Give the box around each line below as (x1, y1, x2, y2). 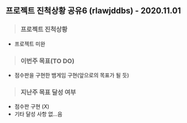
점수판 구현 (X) (14, 103, 49, 110)
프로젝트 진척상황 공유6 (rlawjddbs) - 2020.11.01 (5, 5, 182, 16)
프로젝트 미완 (14, 40, 46, 47)
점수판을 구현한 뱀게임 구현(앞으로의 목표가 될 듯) (14, 71, 130, 78)
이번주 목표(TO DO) (20, 57, 75, 65)
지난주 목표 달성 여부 (20, 88, 76, 96)
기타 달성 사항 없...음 (14, 110, 63, 118)
